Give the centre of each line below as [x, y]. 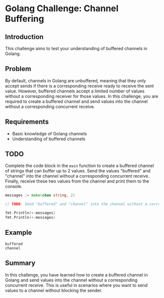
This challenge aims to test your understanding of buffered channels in [76, 48]
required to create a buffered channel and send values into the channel [76, 101]
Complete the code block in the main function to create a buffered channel [80, 166]
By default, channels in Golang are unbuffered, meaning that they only [76, 80]
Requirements [27, 122]
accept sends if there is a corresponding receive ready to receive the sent [80, 86]
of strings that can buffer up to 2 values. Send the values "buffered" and [78, 171]
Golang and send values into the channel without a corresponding [71, 280]
